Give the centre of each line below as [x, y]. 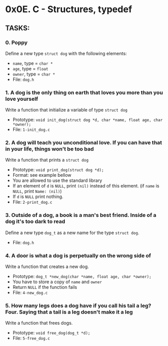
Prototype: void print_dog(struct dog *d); [58, 170]
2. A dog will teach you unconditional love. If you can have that [84, 143]
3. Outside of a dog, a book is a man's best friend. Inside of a [81, 215]
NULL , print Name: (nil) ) [37, 191]
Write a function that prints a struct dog [47, 160]
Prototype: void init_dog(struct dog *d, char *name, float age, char [88, 120]
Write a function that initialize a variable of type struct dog [66, 110]
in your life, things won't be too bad [50, 149]
